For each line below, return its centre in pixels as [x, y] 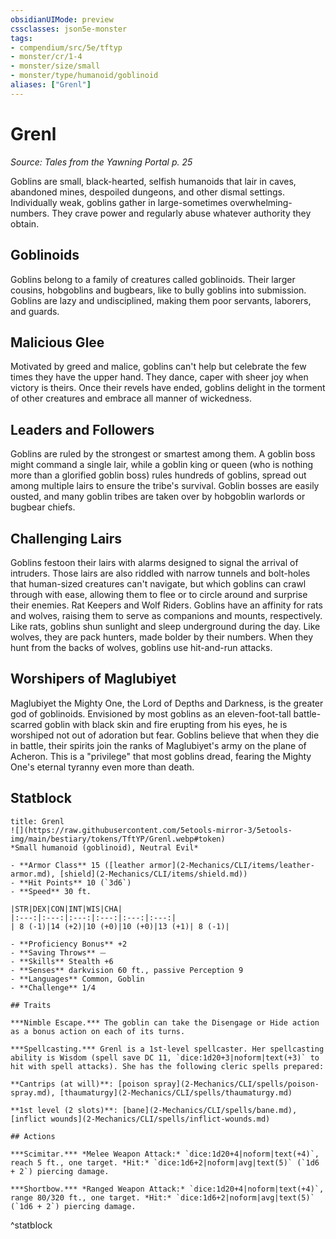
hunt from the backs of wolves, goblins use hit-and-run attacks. [141, 647]
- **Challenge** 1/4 [53, 987]
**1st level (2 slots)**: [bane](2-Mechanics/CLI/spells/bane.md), [154, 1110]
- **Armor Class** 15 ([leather [77, 865]
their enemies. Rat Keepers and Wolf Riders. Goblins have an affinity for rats [166, 605]
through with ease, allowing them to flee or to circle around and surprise [159, 594]
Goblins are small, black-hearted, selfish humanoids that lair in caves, [153, 181]
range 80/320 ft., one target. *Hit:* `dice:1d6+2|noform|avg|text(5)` [162, 1197]
